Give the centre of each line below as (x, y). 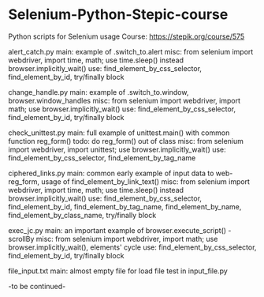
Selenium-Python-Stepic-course (118, 15)
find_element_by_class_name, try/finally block (82, 215)
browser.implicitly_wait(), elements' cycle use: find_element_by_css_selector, (132, 247)
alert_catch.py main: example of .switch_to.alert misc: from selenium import (131, 51)
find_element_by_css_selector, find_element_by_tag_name (102, 158)
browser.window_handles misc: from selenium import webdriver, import (125, 100)
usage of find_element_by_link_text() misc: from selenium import (146, 181)
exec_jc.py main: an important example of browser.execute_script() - (120, 230)
